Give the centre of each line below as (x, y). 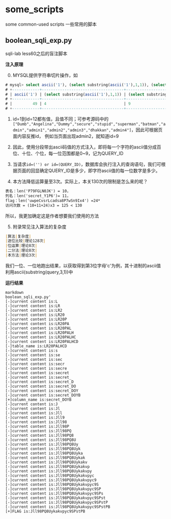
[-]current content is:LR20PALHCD (42, 341)
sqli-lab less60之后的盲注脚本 (36, 53)
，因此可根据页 (147, 130)
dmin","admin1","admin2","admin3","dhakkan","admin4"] (72, 130)
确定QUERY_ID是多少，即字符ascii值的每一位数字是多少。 (100, 170)
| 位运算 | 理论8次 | (21, 246)
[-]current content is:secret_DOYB (43, 395)
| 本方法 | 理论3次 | (21, 255)
